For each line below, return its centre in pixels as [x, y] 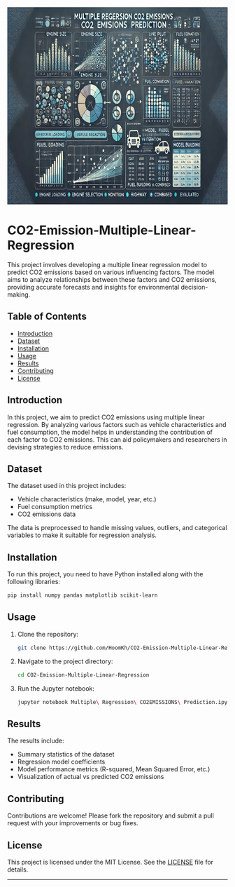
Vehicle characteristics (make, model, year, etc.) [87, 499]
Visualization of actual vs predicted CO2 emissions [91, 777]
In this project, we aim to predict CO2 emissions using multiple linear [106, 417]
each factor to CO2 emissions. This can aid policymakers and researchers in [117, 439]
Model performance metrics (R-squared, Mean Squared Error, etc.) [114, 769]
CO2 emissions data [47, 514]
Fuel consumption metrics [55, 507]
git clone [32, 648]
